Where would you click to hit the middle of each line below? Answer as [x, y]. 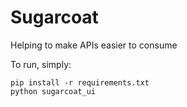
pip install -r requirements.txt [80, 82]
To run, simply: [41, 64]
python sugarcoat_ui [53, 91]
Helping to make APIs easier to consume [94, 45]
